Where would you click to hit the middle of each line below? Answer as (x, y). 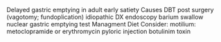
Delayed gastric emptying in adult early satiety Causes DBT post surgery (110, 10)
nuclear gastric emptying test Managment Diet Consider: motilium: (101, 24)
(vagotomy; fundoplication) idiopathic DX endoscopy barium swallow (105, 17)
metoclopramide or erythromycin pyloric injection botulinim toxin (99, 31)
